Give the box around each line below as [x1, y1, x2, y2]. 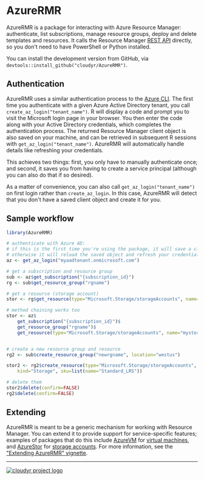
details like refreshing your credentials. [6, 146, 104, 154]
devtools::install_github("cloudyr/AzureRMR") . [6, 61, 128, 69]
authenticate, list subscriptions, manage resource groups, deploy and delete [6, 30, 197, 37]
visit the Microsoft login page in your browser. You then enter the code [6, 114, 183, 121]
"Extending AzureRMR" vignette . [6, 449, 88, 456]
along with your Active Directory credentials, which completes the [6, 121, 171, 128]
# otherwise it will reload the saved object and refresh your [6, 252, 170, 258]
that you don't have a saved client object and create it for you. [6, 195, 161, 203]
